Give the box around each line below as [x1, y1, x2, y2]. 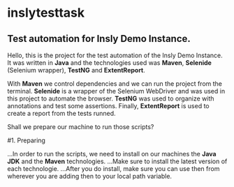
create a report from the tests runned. [7, 110, 117, 117]
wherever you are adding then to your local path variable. [7, 172, 173, 180]
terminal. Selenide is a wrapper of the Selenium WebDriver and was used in [7, 87, 226, 95]
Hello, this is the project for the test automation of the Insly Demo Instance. [7, 51, 223, 59]
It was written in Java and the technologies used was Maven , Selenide [7, 59, 212, 67]
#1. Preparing [7, 136, 45, 144]
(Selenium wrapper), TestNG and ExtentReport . [7, 66, 145, 74]
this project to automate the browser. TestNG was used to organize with [7, 94, 214, 103]
